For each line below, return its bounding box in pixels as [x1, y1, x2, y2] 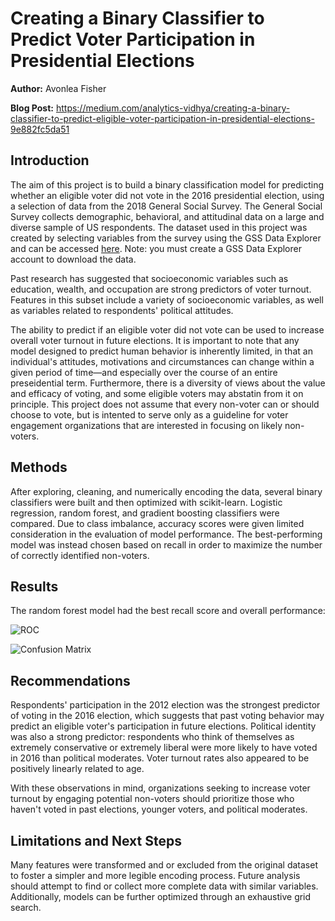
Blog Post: [10, 102, 54, 114]
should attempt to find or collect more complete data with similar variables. [10, 880, 319, 892]
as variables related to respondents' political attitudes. [10, 304, 234, 316]
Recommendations [10, 672, 131, 689]
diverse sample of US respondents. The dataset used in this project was [10, 221, 308, 233]
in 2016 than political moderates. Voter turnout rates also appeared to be [10, 752, 310, 764]
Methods [10, 459, 68, 476]
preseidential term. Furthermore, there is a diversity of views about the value [10, 377, 326, 389]
